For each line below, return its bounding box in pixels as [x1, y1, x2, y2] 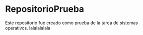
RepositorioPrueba [5, 3, 84, 15]
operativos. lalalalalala [5, 25, 51, 31]
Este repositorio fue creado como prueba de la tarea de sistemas [5, 20, 138, 26]
